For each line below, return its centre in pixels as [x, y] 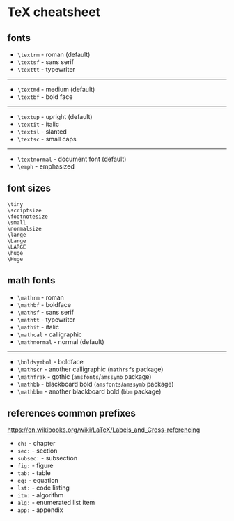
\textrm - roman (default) [54, 54]
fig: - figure [35, 466]
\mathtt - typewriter [46, 319]
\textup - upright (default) [55, 117]
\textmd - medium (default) [56, 89]
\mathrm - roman [41, 297]
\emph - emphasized [46, 166]
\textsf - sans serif [46, 62]
